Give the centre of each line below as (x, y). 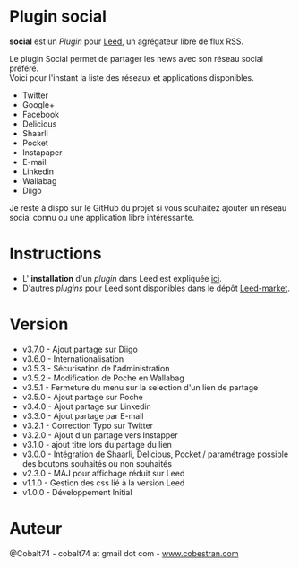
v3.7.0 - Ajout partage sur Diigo (80, 349)
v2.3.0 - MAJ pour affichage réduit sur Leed (103, 473)
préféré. (24, 68)
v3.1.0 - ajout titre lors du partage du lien (97, 444)
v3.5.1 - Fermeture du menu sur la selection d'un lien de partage (140, 387)
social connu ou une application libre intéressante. (102, 217)
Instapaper (42, 152)
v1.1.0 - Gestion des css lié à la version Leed (103, 483)
